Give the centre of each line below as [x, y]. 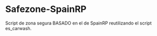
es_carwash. [19, 28]
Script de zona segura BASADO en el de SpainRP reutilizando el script [78, 23]
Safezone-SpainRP [46, 9]
